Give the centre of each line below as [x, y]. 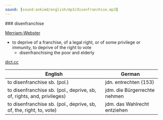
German [130, 74]
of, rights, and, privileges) [37, 96]
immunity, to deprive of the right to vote [52, 47]
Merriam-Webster [23, 33]
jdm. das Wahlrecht [127, 104]
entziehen [116, 110]
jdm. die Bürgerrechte [130, 90]
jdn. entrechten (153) [130, 82]
